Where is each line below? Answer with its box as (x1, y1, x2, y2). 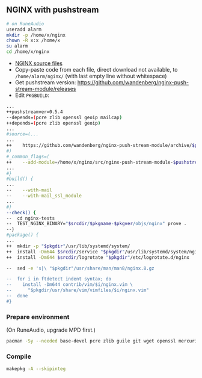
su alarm (6, 43, 28, 49)
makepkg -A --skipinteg (6, 366, 66, 372)
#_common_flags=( (6, 153, 50, 160)
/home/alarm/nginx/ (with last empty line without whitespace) (14, 72, 167, 80)
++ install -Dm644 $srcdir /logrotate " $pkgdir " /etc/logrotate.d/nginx (6, 254, 189, 261)
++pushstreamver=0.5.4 (6, 108, 63, 115)
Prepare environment (6, 312, 70, 321)
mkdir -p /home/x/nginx (6, 32, 66, 38)
